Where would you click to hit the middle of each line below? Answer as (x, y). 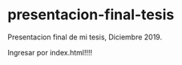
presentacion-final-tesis (91, 15)
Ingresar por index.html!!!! (50, 52)
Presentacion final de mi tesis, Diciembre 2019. (85, 37)
